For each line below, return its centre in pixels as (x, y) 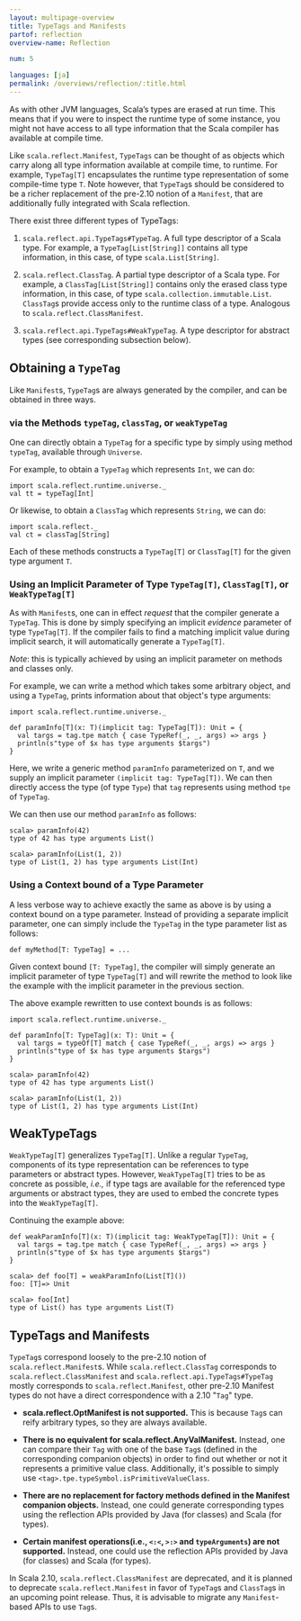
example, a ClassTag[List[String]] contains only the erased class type (155, 284)
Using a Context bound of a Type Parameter (106, 885)
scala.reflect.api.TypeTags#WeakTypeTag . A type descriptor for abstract (156, 330)
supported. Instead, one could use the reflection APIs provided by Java (155, 1551)
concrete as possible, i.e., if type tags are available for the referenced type (147, 1184)
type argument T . (41, 561)
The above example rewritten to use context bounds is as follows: (131, 1003)
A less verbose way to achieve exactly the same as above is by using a (141, 905)
